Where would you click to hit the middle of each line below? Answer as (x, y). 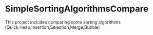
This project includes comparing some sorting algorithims (63, 22)
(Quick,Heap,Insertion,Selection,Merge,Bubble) (53, 27)
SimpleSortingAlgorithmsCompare (77, 9)
